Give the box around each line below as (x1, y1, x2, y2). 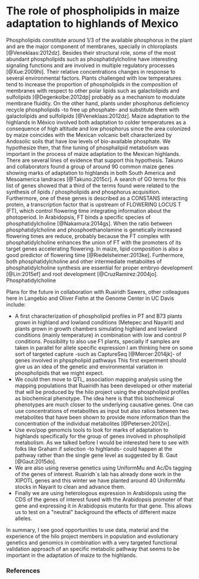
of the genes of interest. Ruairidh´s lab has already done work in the (14, 470, 181, 477)
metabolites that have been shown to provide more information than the (14, 414, 191, 421)
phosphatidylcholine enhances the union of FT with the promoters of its (6, 239, 181, 246)
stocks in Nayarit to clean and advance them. (14, 483, 126, 490)
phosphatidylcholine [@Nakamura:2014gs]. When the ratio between (6, 220, 172, 227)
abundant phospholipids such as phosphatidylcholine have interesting (6, 55, 178, 62)
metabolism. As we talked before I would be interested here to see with (14, 439, 189, 446)
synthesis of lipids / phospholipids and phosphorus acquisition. (6, 188, 161, 195)
